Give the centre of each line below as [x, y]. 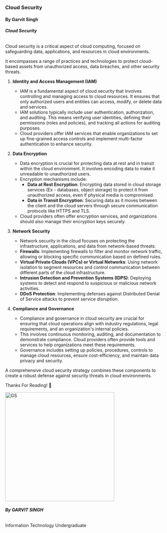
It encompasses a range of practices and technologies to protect [72, 61]
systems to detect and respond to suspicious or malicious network [88, 283]
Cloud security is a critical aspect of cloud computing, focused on [73, 46]
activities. [30, 288]
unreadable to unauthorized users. [55, 174]
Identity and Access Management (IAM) [55, 81]
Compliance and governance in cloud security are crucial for [82, 318]
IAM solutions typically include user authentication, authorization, [87, 112]
